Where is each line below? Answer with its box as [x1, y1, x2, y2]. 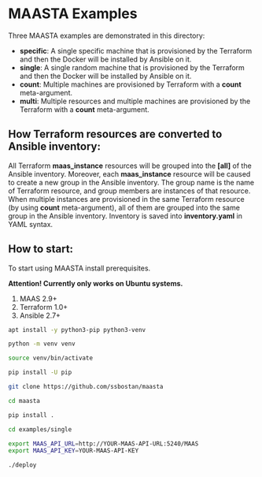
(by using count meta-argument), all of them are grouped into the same [8, 203, 240, 212]
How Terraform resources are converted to [8, 128, 223, 141]
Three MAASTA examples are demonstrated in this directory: [8, 31, 205, 40]
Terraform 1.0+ [19, 302, 68, 311]
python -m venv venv [8, 340, 76, 348]
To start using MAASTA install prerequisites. [8, 263, 151, 273]
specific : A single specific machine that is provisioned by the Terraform [19, 46, 253, 55]
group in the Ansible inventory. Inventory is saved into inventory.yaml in [8, 211, 242, 221]
